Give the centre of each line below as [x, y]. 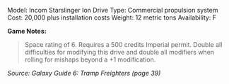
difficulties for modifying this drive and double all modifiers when [119, 52]
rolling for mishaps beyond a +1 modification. [90, 59]
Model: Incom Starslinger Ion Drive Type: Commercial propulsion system [113, 10]
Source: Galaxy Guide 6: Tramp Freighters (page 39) [84, 73]
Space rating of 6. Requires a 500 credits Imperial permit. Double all [123, 44]
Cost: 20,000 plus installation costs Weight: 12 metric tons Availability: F [112, 17]
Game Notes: [27, 31]
